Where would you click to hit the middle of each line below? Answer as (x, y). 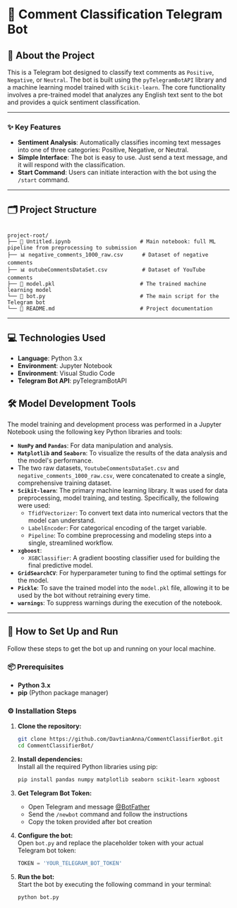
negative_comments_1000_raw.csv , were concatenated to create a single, (122, 475)
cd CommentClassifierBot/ (55, 746)
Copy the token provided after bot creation (90, 821)
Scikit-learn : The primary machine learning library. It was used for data (122, 490)
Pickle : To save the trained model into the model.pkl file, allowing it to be (123, 587)
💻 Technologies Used (56, 338)
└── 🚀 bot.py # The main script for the (113, 296)
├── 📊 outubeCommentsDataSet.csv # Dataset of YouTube (107, 270)
